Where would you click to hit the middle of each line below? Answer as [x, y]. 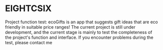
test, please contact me [29, 42]
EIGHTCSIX [29, 8]
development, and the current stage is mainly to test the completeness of [79, 32]
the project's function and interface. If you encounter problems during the [79, 37]
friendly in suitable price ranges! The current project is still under [70, 27]
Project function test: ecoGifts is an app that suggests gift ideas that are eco [81, 22]
